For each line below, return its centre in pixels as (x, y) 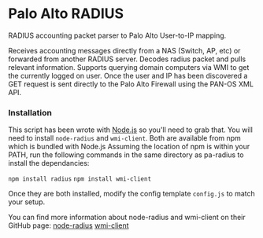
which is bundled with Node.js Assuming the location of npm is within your (129, 147)
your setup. (27, 202)
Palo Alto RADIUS (66, 14)
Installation (30, 112)
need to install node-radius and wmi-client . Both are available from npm (125, 138)
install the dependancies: (49, 163)
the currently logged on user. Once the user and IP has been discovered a (128, 75)
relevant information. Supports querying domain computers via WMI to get (129, 67)
